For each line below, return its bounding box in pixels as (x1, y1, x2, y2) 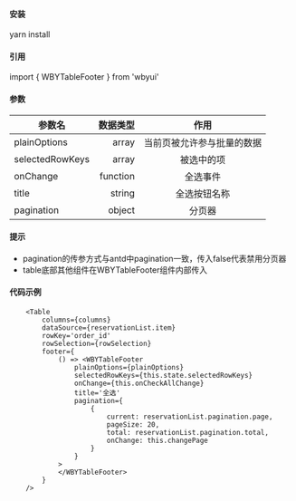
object (108, 204, 136, 217)
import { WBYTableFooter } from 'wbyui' (9, 72, 159, 82)
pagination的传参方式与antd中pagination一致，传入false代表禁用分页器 (22, 253, 287, 264)
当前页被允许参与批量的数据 (143, 136, 263, 149)
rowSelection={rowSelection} (42, 340, 152, 349)
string (110, 187, 136, 199)
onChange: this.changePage (106, 436, 208, 446)
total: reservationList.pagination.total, (106, 429, 270, 438)
